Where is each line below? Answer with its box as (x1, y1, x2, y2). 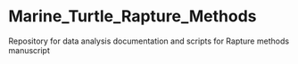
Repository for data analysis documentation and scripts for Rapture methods (8, 36, 290, 46)
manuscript (8, 44, 51, 55)
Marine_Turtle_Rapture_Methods (8, 6, 257, 27)
